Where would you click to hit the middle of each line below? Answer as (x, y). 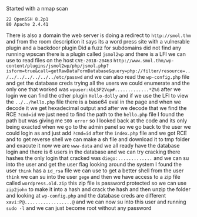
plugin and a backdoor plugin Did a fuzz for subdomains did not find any (94, 48)
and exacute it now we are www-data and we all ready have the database (93, 146)
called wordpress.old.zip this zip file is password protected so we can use (96, 183)
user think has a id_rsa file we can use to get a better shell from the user (95, 171)
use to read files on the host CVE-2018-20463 (59, 60)
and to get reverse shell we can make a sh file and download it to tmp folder (98, 139)
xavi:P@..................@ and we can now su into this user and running (96, 202)
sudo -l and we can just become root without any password (79, 208)
